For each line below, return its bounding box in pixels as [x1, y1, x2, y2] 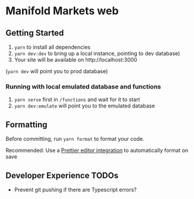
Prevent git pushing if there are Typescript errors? [14, 186, 137, 193]
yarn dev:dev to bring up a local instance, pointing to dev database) [14, 50, 180, 57]
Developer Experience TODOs [5, 170, 118, 181]
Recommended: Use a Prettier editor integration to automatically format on [5, 147, 189, 154]
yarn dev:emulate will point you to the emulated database [14, 102, 155, 109]
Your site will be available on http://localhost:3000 [14, 56, 137, 63]
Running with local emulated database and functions [5, 82, 161, 90]
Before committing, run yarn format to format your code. [5, 135, 145, 143]
